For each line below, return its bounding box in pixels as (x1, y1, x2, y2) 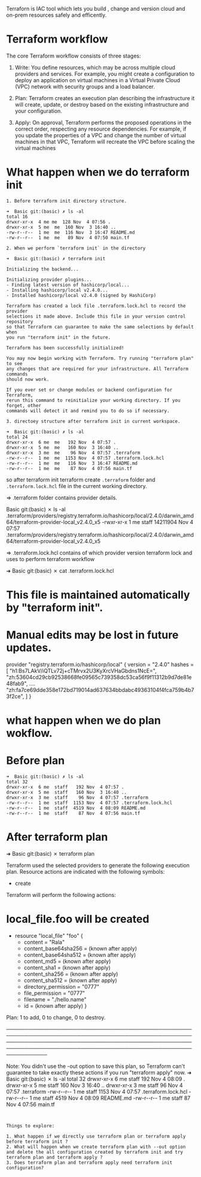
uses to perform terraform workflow (6, 555, 95, 562)
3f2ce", (6, 693, 25, 700)
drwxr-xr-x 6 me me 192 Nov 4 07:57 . (6, 439, 117, 445)
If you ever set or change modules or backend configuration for (6, 387, 172, 393)
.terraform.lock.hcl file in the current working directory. (6, 482, 148, 489)
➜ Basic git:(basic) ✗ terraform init (6, 255, 106, 261)
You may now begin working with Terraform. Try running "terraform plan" (6, 355, 194, 362)
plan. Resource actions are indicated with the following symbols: (6, 868, 165, 875)
